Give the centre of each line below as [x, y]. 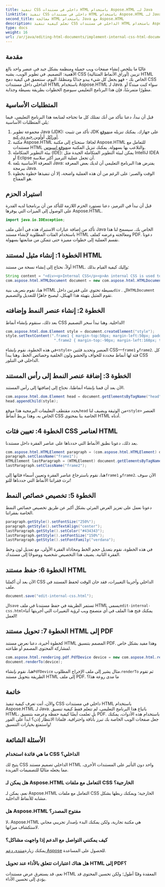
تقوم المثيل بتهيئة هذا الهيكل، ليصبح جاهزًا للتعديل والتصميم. [59, 295]
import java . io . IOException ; [35, 220]
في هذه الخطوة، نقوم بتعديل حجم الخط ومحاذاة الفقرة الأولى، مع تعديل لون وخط [79, 549]
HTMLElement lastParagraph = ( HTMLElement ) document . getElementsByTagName [83, 461]
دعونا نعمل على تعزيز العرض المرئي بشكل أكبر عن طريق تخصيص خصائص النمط [79, 507]
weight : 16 [17, 32]
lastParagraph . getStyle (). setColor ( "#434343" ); [55, 531]
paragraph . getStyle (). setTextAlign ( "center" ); [54, 526]
